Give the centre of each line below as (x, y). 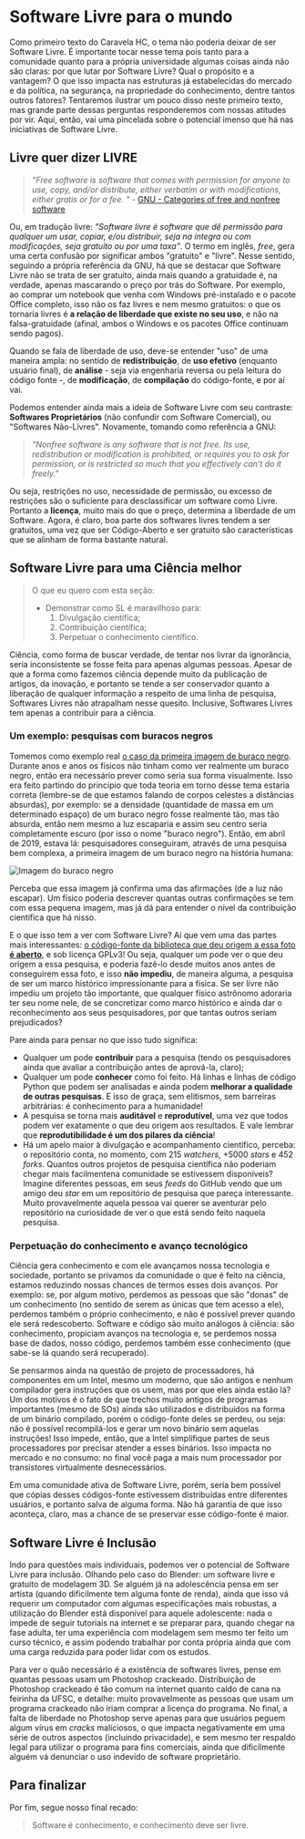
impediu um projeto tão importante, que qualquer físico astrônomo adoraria (151, 993)
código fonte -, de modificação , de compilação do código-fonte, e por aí (147, 379)
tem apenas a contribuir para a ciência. (83, 712)
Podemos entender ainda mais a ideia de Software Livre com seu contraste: (152, 407)
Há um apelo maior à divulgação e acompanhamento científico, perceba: (159, 1144)
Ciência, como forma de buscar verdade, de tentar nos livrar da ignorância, (150, 655)
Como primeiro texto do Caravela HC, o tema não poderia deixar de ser (143, 42)
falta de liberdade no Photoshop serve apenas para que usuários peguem (147, 1718)
